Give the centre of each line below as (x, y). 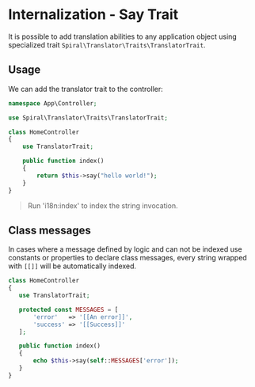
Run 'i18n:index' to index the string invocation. (103, 205)
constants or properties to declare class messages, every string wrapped (127, 258)
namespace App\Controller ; (53, 103)
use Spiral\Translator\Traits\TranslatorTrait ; (88, 118)
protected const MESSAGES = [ (69, 309)
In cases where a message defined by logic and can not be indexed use (126, 249)
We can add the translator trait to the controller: (86, 89)
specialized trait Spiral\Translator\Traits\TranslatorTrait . (107, 44)
